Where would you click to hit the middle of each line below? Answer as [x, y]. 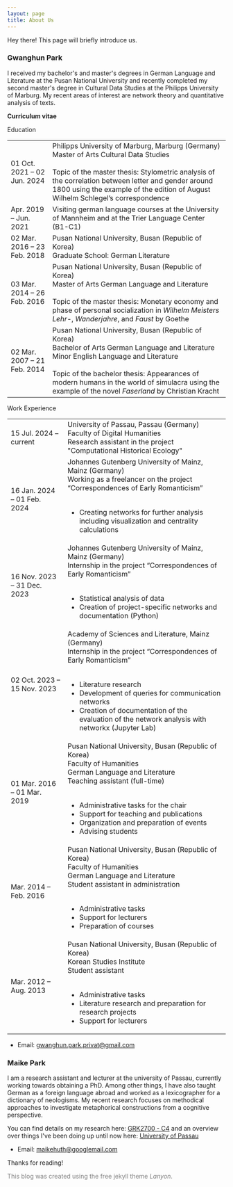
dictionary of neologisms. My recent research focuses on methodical [106, 1100]
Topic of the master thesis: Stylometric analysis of [133, 172]
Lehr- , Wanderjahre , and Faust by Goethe [121, 318]
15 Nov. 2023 [34, 688]
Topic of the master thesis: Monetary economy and [135, 301]
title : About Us [31, 20]
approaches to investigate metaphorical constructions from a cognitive [108, 1108]
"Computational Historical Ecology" [125, 451]
